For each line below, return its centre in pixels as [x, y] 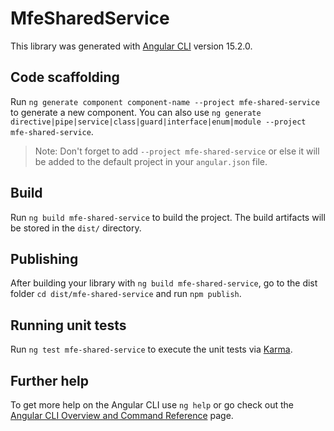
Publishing [44, 258]
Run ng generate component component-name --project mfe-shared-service [165, 101]
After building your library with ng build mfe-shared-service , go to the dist [164, 283]
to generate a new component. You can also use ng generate [136, 112]
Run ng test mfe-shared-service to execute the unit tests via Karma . [151, 349]
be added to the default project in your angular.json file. [151, 161]
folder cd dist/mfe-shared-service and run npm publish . [126, 294]
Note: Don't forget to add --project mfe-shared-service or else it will [177, 151]
